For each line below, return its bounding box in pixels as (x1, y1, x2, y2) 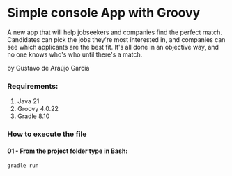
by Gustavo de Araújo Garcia (7, 64, 90, 72)
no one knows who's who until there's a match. (7, 50, 143, 59)
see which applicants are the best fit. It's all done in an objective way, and (7, 43, 219, 51)
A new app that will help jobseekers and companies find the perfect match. (7, 28, 223, 36)
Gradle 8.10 (17, 112, 50, 120)
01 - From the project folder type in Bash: (7, 147, 128, 155)
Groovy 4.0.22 (17, 105, 59, 113)
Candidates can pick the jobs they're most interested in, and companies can (7, 35, 226, 43)
